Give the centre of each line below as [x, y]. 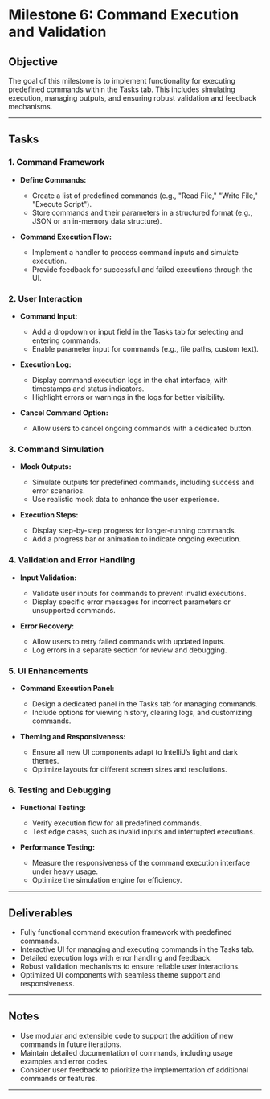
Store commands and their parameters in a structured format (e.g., [142, 212]
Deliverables [41, 913]
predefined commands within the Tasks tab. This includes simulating [122, 89]
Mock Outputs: [45, 467]
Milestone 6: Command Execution [124, 15]
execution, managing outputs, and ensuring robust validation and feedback [133, 98]
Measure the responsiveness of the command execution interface [141, 863]
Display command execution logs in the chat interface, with [130, 380]
